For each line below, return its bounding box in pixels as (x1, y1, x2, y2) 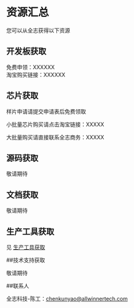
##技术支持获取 (6, 256, 45, 264)
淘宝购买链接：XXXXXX (6, 71, 65, 78)
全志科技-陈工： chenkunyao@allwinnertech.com (6, 295, 129, 302)
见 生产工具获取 (6, 244, 45, 250)
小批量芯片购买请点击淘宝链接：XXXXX (6, 121, 104, 128)
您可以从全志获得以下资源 (6, 27, 70, 34)
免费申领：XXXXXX (6, 63, 55, 70)
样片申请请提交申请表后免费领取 (6, 107, 86, 115)
